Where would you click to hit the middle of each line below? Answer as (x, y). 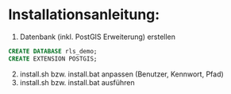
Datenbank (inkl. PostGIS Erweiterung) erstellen (98, 37)
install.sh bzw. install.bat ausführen (77, 82)
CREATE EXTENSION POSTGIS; (53, 59)
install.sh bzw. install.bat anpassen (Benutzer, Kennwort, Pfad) (121, 74)
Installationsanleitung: (84, 15)
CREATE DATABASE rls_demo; (53, 51)
